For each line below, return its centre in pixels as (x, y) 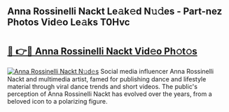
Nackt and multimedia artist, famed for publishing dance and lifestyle (107, 79)
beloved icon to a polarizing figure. (57, 101)
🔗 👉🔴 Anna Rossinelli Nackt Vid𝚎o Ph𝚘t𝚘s (102, 51)
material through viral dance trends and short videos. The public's (103, 87)
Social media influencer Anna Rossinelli (157, 71)
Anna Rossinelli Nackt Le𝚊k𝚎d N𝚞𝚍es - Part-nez (115, 11)
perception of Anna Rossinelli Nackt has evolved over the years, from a (110, 94)
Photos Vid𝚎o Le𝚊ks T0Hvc (69, 23)
